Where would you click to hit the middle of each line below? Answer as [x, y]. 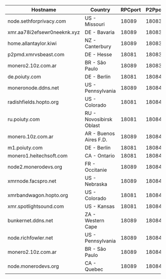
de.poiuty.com [24, 77]
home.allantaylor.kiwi [32, 43]
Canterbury [98, 46]
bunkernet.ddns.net [30, 220]
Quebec [94, 269]
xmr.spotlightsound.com [36, 206]
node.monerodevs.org [33, 266]
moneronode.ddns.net [33, 88]
